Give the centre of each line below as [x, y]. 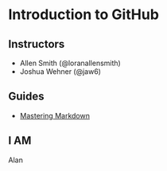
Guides [27, 97]
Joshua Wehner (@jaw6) [60, 72]
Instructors [37, 44]
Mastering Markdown [54, 115]
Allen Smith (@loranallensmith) [70, 63]
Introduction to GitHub [83, 15]
